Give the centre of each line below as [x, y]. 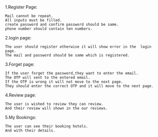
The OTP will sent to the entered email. [48, 78]
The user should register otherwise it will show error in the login [78, 47]
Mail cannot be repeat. [29, 16]
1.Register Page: [21, 7]
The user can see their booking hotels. [47, 126]
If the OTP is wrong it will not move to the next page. [64, 82]
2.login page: [18, 38]
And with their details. [30, 131]
